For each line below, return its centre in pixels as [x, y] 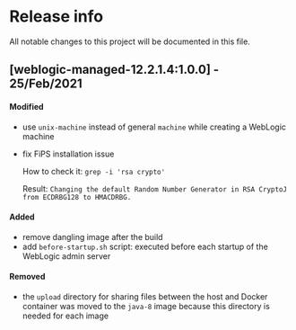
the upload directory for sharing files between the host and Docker [145, 296]
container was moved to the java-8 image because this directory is [146, 306]
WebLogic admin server [66, 256]
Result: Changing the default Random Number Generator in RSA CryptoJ [154, 188]
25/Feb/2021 [46, 84]
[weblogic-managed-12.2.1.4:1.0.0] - [114, 70]
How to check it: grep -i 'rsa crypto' [94, 171]
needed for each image [65, 316]
